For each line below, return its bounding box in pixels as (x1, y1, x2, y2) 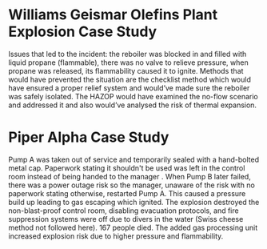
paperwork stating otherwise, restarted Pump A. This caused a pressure (8, 188, 246, 198)
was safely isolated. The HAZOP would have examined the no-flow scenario (8, 91, 258, 101)
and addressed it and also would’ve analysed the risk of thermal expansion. (8, 100, 257, 110)
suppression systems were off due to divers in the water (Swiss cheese (8, 214, 244, 223)
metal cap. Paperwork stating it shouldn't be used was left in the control (8, 163, 245, 173)
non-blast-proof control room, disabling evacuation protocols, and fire (8, 206, 239, 215)
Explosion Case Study (8, 22, 157, 41)
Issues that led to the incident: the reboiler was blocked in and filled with (8, 49, 247, 58)
